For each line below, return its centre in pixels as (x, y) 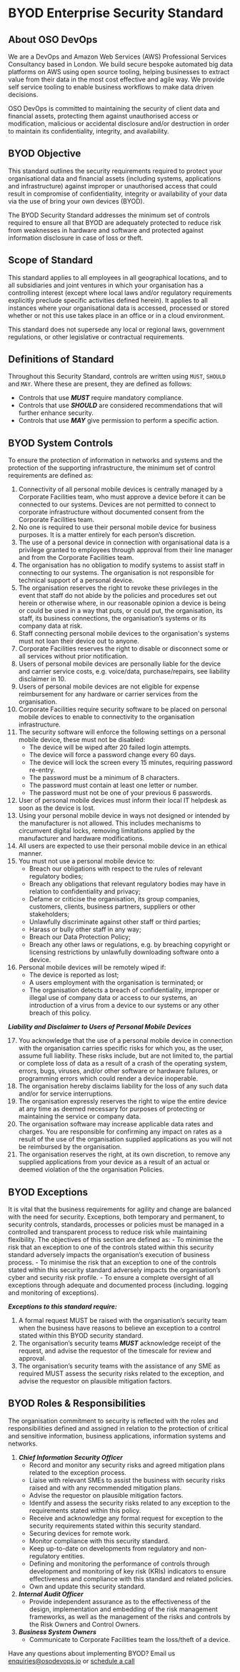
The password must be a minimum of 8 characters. (104, 778)
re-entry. (42, 770)
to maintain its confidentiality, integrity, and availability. (89, 131)
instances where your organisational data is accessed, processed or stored (119, 308)
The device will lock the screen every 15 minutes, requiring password (131, 763)
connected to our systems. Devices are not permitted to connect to (117, 504)
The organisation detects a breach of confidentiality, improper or (124, 990)
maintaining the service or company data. (80, 1116)
